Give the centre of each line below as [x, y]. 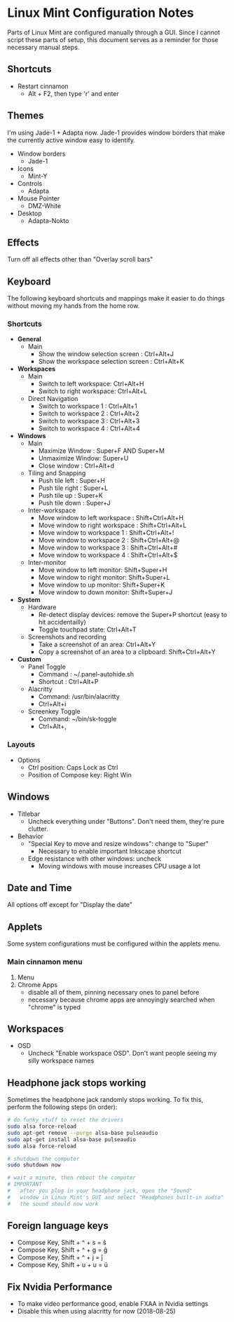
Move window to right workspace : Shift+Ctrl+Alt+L [112, 525]
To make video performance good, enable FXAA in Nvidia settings [113, 1304]
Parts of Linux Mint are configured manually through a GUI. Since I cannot [114, 32]
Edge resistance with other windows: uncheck [95, 858]
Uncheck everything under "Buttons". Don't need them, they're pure [126, 821]
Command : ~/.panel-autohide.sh [86, 674]
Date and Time [40, 888]
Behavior [30, 836]
